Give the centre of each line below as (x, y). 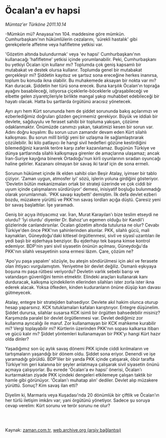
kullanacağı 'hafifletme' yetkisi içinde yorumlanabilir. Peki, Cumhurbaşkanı (81, 59)
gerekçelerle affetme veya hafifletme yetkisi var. (54, 44)
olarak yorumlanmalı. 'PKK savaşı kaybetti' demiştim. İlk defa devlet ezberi (81, 194)
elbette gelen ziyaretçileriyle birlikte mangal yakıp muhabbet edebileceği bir (82, 96)
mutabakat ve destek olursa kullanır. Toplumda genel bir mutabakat (74, 70)
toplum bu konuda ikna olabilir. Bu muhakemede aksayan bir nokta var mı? (81, 80)
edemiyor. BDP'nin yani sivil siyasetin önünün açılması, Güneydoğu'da (76, 246)
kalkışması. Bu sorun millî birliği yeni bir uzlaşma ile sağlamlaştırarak (75, 137)
